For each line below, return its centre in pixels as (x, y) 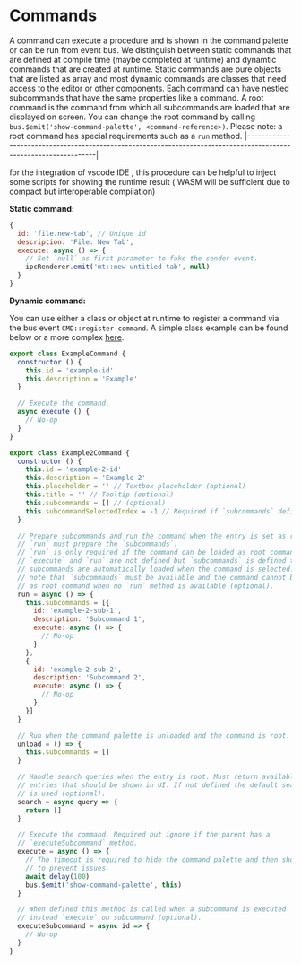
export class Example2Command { (69, 453)
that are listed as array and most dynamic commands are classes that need (148, 78)
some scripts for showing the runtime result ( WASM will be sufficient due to (150, 181)
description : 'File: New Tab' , (76, 242)
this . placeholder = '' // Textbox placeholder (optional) (136, 486)
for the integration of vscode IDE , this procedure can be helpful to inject (143, 172)
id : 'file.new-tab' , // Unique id (82, 233)
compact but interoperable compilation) (82, 191)
